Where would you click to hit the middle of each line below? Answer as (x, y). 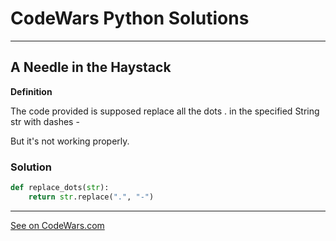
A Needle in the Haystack (91, 67)
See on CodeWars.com (57, 225)
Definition (31, 91)
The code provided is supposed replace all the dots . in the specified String (165, 111)
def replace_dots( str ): (60, 188)
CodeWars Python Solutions (130, 18)
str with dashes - (45, 121)
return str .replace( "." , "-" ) (91, 197)
